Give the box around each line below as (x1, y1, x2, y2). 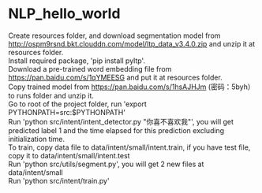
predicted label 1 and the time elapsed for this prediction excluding (8, 125, 225, 135)
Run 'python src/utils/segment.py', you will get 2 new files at (8, 159, 204, 169)
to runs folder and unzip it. (8, 91, 95, 100)
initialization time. (8, 134, 65, 143)
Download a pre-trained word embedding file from (8, 64, 172, 73)
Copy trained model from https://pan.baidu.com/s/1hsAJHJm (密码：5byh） (8, 82, 255, 91)
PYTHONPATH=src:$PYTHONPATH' (8, 107, 126, 117)
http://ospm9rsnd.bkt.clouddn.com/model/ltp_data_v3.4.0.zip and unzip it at (8, 39, 256, 48)
